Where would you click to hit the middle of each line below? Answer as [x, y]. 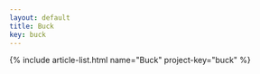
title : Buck [32, 26]
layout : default [40, 18]
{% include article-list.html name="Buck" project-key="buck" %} [130, 60]
